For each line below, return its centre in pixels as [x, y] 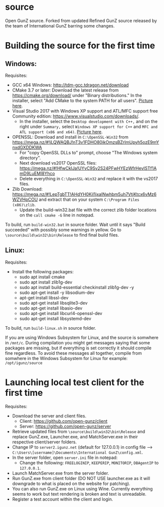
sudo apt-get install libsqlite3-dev [54, 303]
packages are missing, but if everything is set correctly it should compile [78, 348]
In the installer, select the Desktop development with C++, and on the [88, 121]
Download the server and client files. [49, 416]
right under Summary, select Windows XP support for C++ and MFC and [88, 126]
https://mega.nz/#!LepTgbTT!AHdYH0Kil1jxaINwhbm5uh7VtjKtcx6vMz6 [84, 194]
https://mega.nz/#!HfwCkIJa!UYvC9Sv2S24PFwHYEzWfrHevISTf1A [88, 168]
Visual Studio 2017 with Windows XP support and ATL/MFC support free [85, 111]
